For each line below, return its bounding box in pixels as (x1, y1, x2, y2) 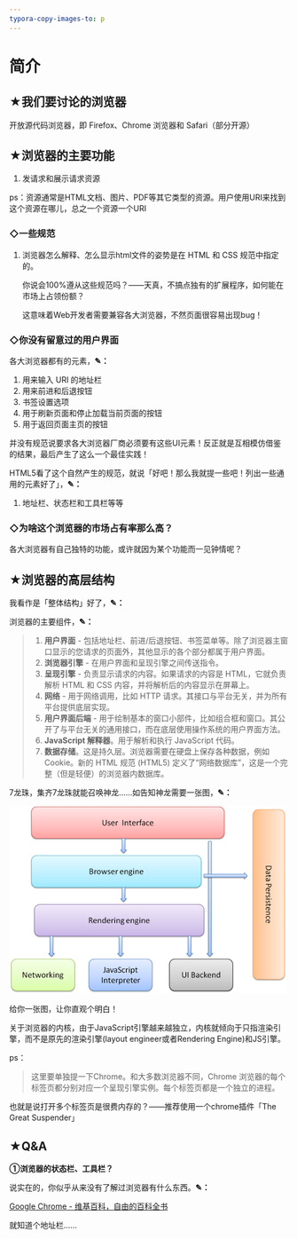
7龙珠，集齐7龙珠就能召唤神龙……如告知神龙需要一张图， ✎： (9, 787, 232, 798)
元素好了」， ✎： (24, 479, 82, 490)
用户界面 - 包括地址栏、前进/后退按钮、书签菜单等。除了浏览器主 (43, 635, 281, 646)
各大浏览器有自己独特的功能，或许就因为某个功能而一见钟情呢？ (9, 544, 242, 555)
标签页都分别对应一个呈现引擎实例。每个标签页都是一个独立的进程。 (30, 1083, 280, 1093)
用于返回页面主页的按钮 (21, 419, 108, 430)
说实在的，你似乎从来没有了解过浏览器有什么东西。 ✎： (9, 1181, 210, 1193)
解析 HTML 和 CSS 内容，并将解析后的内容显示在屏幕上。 (43, 680, 254, 691)
